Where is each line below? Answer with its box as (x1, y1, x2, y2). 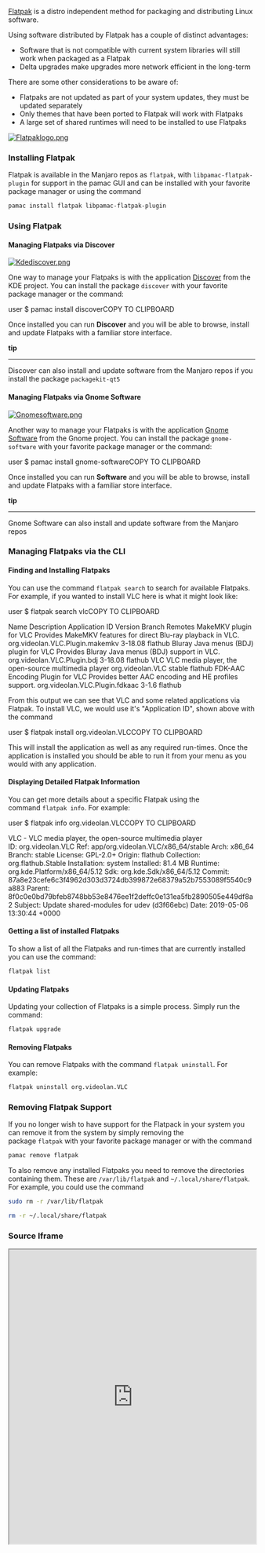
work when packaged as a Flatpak (19, 54, 131, 63)
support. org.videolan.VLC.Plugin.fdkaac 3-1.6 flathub (8, 680, 182, 689)
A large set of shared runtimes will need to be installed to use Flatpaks (19, 118, 247, 126)
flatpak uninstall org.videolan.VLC (8, 1083, 128, 1091)
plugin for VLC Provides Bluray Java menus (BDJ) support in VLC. (8, 647, 221, 656)
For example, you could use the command (8, 1182, 144, 1192)
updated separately (19, 101, 83, 110)
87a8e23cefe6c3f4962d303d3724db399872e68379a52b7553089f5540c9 (8, 875, 252, 884)
